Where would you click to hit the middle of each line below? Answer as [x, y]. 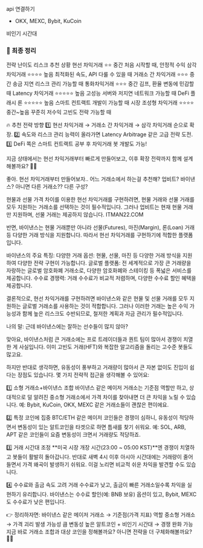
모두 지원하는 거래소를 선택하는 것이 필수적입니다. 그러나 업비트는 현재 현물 [94, 207]
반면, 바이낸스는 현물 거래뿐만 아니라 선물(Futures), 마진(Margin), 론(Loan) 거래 [101, 227]
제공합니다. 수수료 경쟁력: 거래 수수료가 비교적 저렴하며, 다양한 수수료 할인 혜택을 [101, 278]
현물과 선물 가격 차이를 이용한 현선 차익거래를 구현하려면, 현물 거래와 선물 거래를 [101, 200]
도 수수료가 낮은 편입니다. [36, 502]
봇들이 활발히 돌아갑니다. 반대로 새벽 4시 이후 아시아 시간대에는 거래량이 [97, 457]
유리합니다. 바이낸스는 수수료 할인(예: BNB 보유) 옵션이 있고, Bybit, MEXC [109, 494]
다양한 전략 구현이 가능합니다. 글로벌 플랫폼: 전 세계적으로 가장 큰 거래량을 [104, 263]
